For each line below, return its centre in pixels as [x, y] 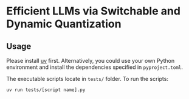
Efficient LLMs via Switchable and [94, 11]
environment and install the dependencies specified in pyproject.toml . [95, 67]
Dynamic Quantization [64, 24]
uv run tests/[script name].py [46, 90]
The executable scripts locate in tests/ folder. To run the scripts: [88, 79]
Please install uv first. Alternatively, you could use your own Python [91, 61]
